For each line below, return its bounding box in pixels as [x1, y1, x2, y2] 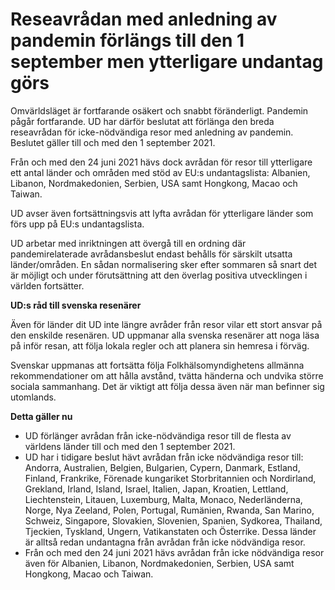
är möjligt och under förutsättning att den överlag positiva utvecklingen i [10, 269, 308, 281]
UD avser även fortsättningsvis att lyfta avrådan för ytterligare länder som [10, 207, 314, 219]
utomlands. [10, 391, 57, 403]
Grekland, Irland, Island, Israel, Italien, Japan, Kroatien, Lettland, [24, 483, 289, 495]
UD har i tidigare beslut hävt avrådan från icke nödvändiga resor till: [24, 451, 304, 463]
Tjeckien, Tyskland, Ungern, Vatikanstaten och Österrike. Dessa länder [24, 525, 317, 537]
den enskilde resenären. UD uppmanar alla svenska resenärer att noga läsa [10, 329, 320, 341]
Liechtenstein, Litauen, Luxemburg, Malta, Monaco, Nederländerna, [24, 493, 303, 505]
